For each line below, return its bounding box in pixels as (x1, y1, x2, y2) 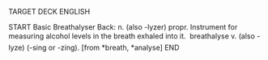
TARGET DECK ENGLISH (8, 7, 91, 16)
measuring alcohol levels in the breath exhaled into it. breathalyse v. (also (8, 31, 255, 41)
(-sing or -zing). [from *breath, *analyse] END (26, 43, 180, 52)
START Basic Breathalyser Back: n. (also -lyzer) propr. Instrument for (8, 22, 238, 31)
